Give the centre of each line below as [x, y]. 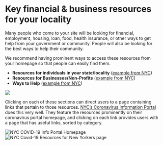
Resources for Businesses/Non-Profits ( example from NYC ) [74, 78]
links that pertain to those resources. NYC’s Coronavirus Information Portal [81, 107]
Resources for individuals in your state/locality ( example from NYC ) [82, 72]
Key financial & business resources [78, 9]
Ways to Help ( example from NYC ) [47, 83]
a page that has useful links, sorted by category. [54, 122]
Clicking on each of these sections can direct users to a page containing [78, 102]
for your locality [38, 19]
